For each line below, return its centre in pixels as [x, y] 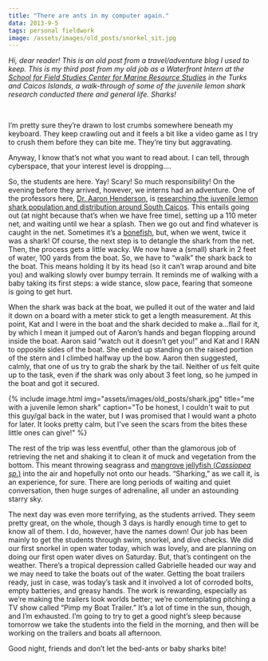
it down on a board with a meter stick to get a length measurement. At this [130, 316]
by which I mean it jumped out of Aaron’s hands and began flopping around [132, 332]
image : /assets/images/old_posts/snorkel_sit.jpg [93, 38]
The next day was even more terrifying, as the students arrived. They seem [132, 514]
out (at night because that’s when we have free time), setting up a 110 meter [133, 215]
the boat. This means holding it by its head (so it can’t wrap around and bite [132, 266]
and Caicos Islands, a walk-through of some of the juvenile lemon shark [127, 86]
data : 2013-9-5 [33, 23]
